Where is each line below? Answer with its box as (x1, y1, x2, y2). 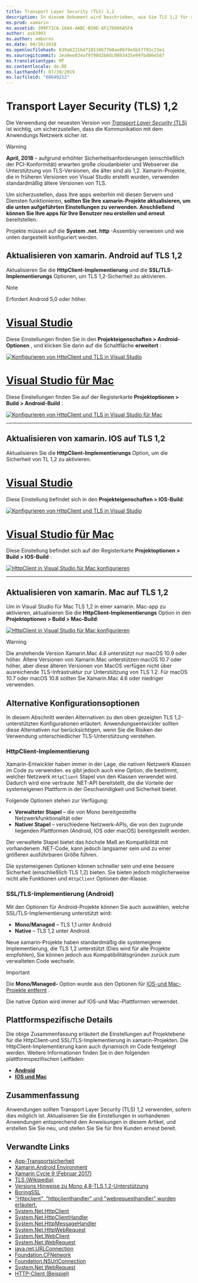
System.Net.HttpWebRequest (14, 1226, 86, 1234)
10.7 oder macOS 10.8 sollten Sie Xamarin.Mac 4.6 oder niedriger (6, 675, 164, 682)
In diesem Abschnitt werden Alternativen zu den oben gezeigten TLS (6, 714, 173, 721)
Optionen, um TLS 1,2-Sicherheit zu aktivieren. (53, 272, 167, 280)
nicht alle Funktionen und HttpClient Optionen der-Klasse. (6, 875, 148, 882)
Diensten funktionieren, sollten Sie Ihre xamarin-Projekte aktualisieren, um (6, 197, 191, 204)
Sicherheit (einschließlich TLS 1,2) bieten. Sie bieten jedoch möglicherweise (6, 869, 190, 876)
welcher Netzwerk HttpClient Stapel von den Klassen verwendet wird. (6, 773, 178, 781)
